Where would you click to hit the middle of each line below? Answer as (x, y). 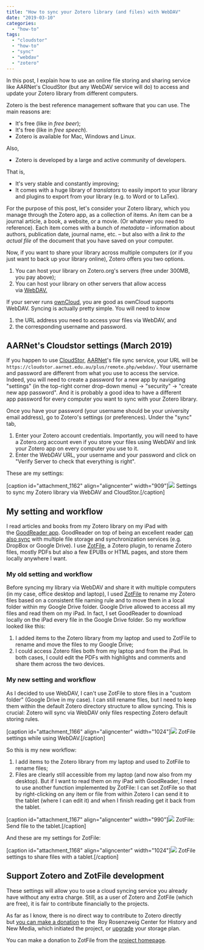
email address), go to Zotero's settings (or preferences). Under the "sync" (99, 417)
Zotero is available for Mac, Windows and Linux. (75, 136)
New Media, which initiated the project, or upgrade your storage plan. (93, 928)
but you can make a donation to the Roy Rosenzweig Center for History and (102, 922)
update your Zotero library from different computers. (72, 93)
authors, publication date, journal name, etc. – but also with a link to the (96, 234)
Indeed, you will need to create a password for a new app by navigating (96, 380)
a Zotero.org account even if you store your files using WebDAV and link (105, 442)
